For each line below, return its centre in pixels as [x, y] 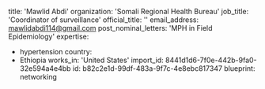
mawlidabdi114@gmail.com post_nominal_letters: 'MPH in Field [110, 28]
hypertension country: [56, 52]
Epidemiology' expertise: [49, 36]
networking [38, 77]
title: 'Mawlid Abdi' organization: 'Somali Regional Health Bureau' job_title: [129, 11]
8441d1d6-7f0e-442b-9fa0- [211, 60]
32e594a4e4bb [45, 69]
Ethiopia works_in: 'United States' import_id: [91, 60]
